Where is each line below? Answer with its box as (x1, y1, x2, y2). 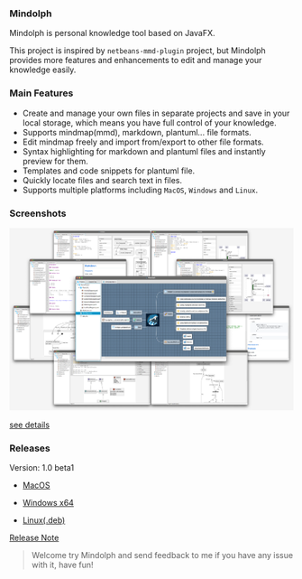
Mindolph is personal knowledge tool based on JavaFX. (9, 28, 215, 39)
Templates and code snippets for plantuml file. (22, 165, 196, 176)
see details (9, 419, 50, 430)
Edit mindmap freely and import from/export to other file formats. (22, 136, 264, 147)
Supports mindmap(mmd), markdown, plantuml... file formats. (22, 126, 252, 137)
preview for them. (22, 155, 88, 166)
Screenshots (9, 207, 67, 219)
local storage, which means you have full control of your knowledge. (22, 117, 277, 128)
